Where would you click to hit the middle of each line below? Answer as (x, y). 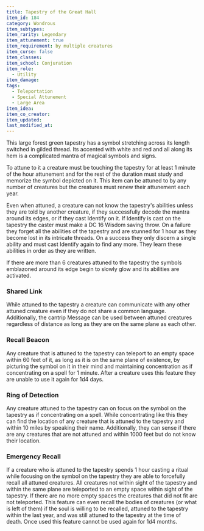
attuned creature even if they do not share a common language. (86, 311)
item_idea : (20, 108)
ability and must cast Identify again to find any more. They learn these (94, 244)
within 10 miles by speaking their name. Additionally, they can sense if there (101, 428)
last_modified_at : (30, 126)
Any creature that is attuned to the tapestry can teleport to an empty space (100, 353)
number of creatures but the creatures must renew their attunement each (98, 187)
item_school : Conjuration (39, 63)
